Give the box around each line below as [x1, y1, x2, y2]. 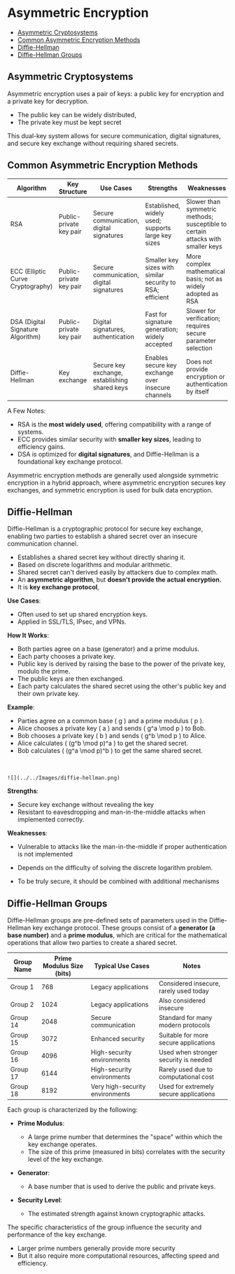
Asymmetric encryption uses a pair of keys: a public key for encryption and [7, 89, 224, 98]
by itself [186, 387, 210, 396]
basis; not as [186, 274, 222, 283]
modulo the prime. [17, 667, 71, 676]
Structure [58, 187, 87, 196]
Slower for [186, 307, 216, 315]
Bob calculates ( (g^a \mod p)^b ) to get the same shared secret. [17, 746, 203, 755]
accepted [145, 340, 173, 349]
